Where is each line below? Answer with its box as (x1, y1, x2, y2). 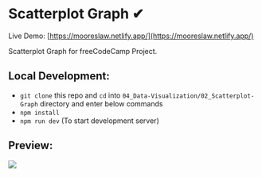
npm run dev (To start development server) (19, 116, 159, 125)
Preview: (8, 139, 53, 152)
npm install (19, 109, 60, 117)
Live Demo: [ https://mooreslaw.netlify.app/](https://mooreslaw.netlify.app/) (8, 31, 254, 40)
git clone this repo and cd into (19, 90, 121, 100)
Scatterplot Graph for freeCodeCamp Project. (8, 46, 158, 56)
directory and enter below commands (39, 98, 163, 108)
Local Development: (8, 69, 110, 83)
